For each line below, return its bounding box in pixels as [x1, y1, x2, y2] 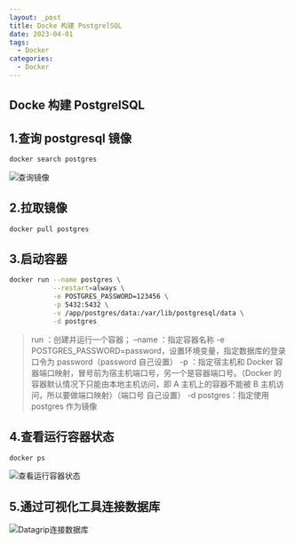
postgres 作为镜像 [30, 401, 98, 412]
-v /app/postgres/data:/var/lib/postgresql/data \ [52, 308, 244, 317]
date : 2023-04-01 [9, 29, 74, 38]
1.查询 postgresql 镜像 [9, 131, 132, 146]
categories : [9, 54, 53, 63]
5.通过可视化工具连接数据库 [9, 499, 161, 514]
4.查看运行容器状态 [9, 429, 115, 444]
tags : [9, 37, 29, 47]
